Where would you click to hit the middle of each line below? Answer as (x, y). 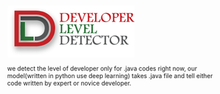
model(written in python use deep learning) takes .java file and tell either (110, 76)
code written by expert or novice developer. (69, 83)
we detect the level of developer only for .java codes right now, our (102, 68)
